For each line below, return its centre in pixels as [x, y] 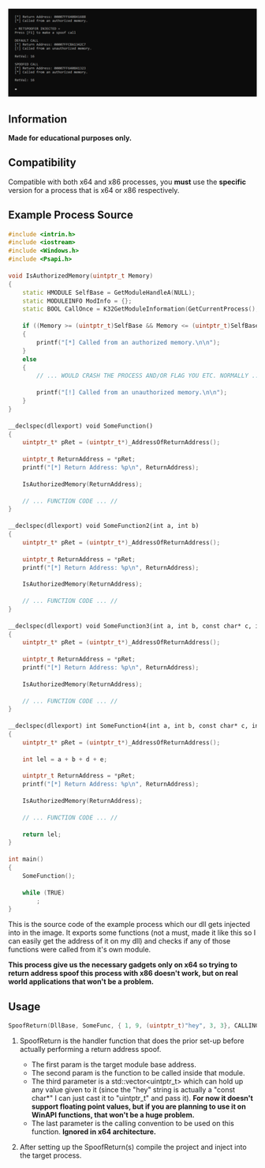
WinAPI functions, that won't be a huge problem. [113, 1115]
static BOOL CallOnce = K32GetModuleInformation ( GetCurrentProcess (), [141, 309]
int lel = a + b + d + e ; [65, 759]
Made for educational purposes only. [70, 138]
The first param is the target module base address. [114, 1064]
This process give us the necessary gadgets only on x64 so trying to [123, 965]
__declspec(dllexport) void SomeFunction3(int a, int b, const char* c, [130, 626]
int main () [26, 859]
